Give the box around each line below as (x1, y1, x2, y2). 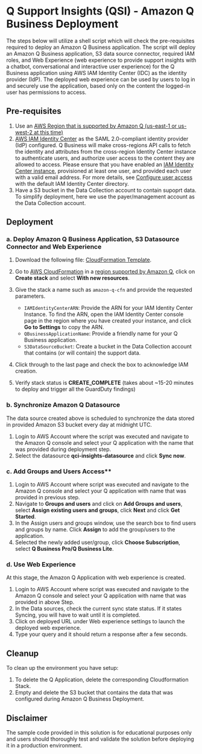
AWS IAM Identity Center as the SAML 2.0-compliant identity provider (14, 135, 189, 142)
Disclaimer (6, 713, 48, 723)
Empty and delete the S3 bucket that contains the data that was (14, 689, 173, 697)
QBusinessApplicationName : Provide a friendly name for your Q (24, 330, 178, 337)
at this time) (34, 128, 63, 136)
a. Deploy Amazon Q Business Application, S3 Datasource (6, 235, 180, 243)
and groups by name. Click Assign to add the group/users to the (14, 526, 176, 533)
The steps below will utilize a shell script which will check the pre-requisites (6, 37, 195, 44)
